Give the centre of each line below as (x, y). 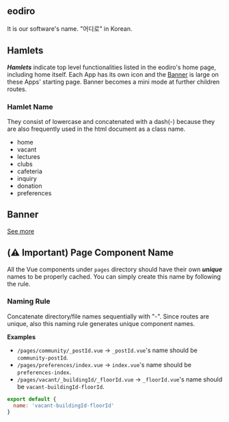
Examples (22, 337)
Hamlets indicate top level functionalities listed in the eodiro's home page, (112, 67)
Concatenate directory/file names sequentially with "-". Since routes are (108, 316)
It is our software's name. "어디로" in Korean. (70, 28)
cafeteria (29, 171)
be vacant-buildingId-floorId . (60, 386)
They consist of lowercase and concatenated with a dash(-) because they (111, 121)
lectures (28, 156)
